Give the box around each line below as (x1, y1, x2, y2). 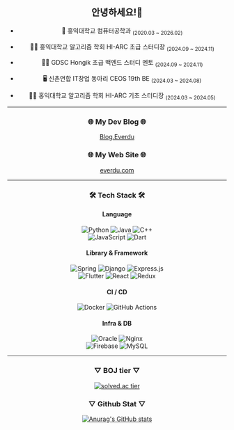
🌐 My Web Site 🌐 (88, 150, 146, 160)
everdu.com (100, 166, 134, 174)
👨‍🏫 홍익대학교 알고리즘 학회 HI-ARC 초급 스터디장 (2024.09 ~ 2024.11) (30, 42, 214, 52)
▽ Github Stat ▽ (88, 399, 146, 408)
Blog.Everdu (100, 133, 134, 141)
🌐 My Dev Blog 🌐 (88, 117, 146, 127)
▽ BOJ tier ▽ (93, 366, 141, 376)
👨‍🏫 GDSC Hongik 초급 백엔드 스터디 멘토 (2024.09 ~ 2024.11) (41, 58, 203, 68)
